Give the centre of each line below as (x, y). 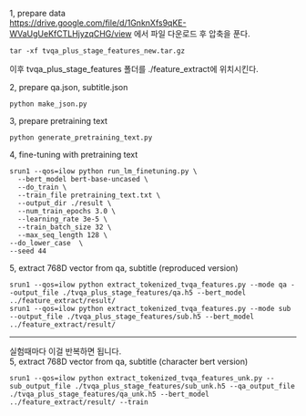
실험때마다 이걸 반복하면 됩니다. (66, 351)
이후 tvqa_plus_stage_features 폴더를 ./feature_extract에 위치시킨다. (134, 69)
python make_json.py (49, 104)
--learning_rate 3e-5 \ (62, 219)
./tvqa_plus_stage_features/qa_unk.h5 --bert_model (109, 394)
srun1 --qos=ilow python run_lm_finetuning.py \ (103, 172)
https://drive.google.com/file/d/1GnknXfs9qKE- (98, 23)
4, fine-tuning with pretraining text (74, 155)
